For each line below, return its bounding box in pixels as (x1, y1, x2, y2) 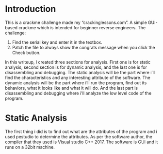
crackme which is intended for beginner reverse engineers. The (18, 24, 146, 30)
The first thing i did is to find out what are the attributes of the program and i (5, 128, 158, 135)
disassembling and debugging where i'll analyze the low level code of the (5, 90, 152, 96)
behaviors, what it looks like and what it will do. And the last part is (5, 85, 138, 91)
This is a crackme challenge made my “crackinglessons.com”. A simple (5, 19, 147, 25)
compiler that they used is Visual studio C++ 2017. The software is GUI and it (5, 139, 158, 145)
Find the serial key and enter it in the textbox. (12, 39, 103, 45)
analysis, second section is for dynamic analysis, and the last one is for (5, 64, 147, 70)
